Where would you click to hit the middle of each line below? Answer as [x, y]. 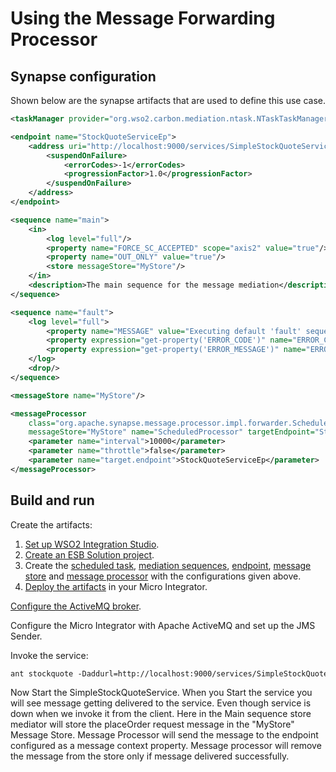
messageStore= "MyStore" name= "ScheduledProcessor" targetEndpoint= [171, 432]
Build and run [52, 500]
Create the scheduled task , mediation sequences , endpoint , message [168, 565]
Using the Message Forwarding [143, 18]
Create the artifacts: [51, 524]
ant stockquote [42, 673]
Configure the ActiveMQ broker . [76, 606]
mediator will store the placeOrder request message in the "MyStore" [152, 724]
